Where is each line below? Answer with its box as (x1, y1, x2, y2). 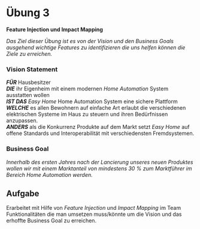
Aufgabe (6, 188, 40, 198)
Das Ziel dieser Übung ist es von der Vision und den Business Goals (6, 37, 174, 44)
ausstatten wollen (6, 92, 50, 99)
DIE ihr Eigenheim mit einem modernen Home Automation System (6, 85, 169, 92)
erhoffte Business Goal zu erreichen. (6, 217, 97, 224)
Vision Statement (6, 65, 58, 73)
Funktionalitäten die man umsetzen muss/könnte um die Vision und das (6, 210, 182, 218)
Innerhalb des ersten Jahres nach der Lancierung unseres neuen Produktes (6, 158, 193, 165)
